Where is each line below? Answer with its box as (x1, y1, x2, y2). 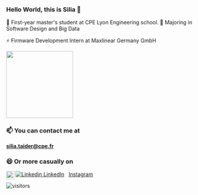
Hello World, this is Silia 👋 (6, 5, 81, 14)
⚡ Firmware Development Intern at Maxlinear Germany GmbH (6, 37, 156, 44)
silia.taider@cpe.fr (6, 142, 54, 149)
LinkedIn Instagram (43, 171, 93, 178)
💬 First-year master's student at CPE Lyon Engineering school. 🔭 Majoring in (6, 19, 193, 26)
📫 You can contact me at (6, 127, 80, 135)
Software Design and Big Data (6, 25, 80, 32)
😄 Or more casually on (6, 157, 74, 165)
